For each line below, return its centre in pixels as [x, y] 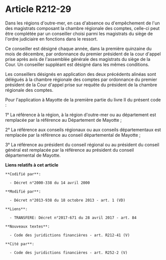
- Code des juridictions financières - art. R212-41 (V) [70, 235]
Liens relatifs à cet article [32, 165]
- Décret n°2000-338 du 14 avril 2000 [50, 183]
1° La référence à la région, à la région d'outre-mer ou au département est [81, 115]
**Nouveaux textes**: [28, 226]
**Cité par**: [20, 244]
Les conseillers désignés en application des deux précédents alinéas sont [81, 74]
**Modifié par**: [23, 191]
